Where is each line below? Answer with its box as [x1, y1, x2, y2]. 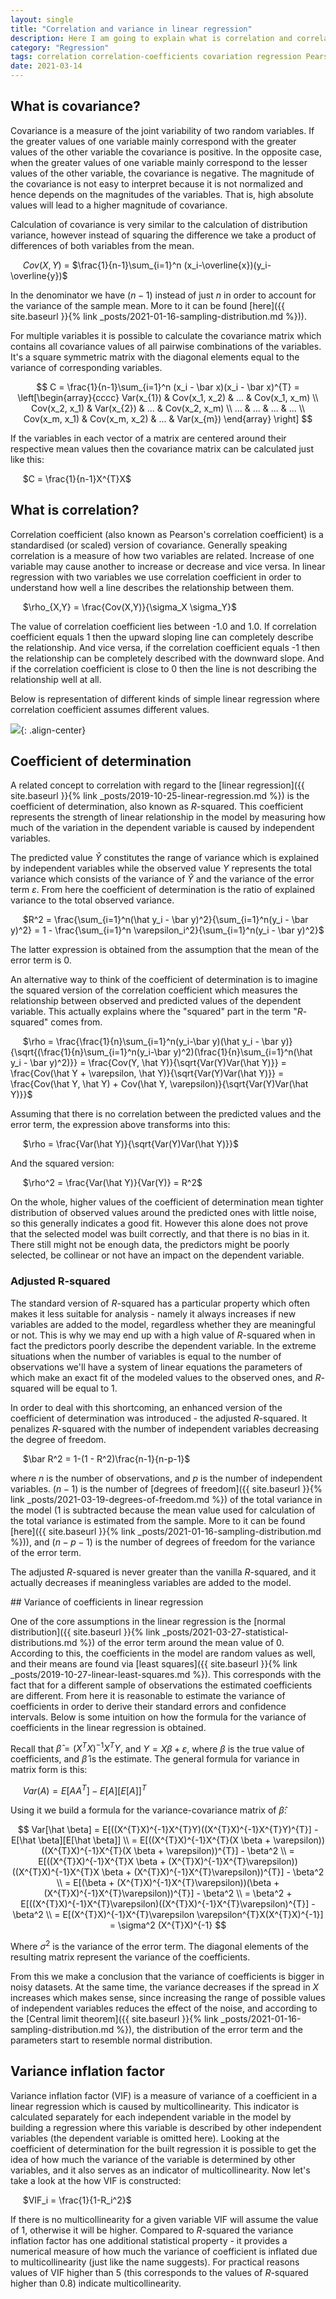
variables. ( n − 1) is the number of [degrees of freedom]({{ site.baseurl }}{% [10, 1482, 323, 1495]
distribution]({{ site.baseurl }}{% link [10, 1626, 161, 1638]
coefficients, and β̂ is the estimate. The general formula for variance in [10, 1753, 300, 1765]
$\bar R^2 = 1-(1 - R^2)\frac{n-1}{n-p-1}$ [22, 1452, 191, 1465]
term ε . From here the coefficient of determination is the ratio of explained [10, 884, 315, 896]
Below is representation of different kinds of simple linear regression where [10, 692, 321, 705]
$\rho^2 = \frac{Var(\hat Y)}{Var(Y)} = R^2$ [22, 1177, 203, 1189]
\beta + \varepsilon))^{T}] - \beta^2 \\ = [133, 1845, 295, 1857]
